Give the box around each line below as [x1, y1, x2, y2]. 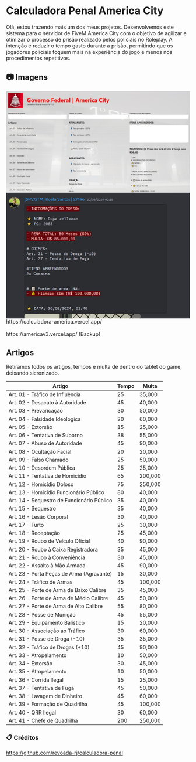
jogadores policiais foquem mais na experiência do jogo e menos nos [6, 48, 173, 55]
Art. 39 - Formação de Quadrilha [8, 700, 88, 707]
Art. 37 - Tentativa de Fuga [8, 684, 75, 691]
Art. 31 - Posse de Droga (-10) [8, 635, 85, 642]
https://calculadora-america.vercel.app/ [6, 318, 102, 325]
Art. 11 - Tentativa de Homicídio [8, 472, 86, 479]
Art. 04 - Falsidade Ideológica [8, 415, 81, 423]
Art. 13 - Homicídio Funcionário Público [8, 488, 105, 496]
